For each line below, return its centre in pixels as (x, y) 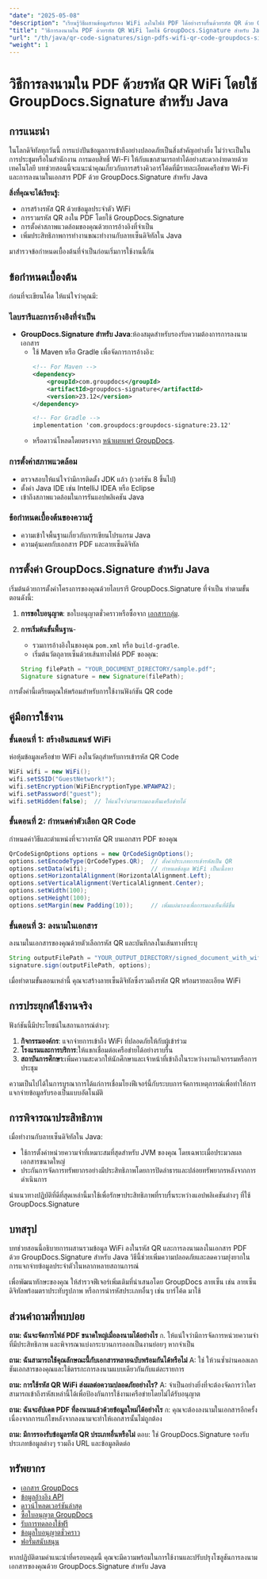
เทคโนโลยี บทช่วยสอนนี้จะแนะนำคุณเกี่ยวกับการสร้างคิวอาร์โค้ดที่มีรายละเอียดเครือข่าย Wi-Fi (129, 168)
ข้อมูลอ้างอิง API (42, 1497)
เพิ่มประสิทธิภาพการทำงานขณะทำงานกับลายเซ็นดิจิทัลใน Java (101, 235)
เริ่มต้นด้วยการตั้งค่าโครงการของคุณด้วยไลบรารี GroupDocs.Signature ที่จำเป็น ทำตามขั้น (129, 588)
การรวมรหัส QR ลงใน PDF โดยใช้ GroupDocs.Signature (102, 218)
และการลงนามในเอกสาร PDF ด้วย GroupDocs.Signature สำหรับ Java (109, 177)
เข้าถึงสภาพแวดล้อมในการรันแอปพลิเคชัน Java (82, 497)
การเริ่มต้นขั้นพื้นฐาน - (48, 629)
